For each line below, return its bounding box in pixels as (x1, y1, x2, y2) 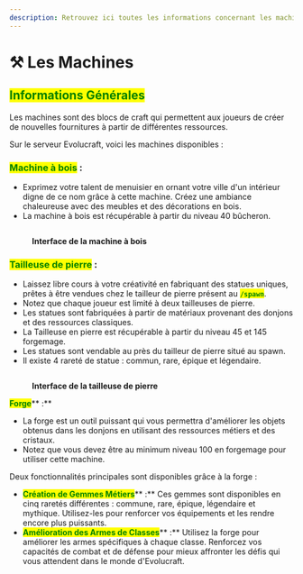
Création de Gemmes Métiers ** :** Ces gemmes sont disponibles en (22, 488, 281, 500)
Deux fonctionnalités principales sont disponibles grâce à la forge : (9, 471, 258, 482)
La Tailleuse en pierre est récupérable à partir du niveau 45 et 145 (22, 326, 268, 338)
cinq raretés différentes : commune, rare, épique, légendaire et (22, 498, 256, 509)
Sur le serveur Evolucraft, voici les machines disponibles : (9, 139, 224, 150)
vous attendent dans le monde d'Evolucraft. (22, 556, 185, 567)
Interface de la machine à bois (32, 235, 147, 246)
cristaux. (22, 434, 56, 446)
